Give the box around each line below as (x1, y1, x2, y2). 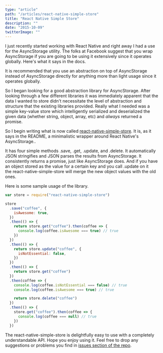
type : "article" (5, 7, 38, 12)
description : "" (5, 20, 38, 26)
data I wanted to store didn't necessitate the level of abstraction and (5, 98, 142, 104)
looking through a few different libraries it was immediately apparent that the (5, 93, 159, 99)
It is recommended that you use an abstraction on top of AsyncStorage (5, 68, 147, 73)
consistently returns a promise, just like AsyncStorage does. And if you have (5, 159, 158, 164)
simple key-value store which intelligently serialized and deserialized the (5, 108, 150, 114)
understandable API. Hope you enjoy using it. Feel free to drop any (5, 337, 139, 343)
